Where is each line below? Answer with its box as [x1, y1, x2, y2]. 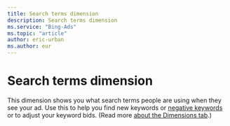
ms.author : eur [7, 43, 52, 50]
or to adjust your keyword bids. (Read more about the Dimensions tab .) [7, 111, 212, 119]
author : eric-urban [7, 36, 65, 43]
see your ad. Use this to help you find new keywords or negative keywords [7, 103, 223, 112]
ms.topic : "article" [7, 29, 68, 37]
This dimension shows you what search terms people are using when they [7, 96, 222, 104]
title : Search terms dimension [7, 10, 99, 17]
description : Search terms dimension [7, 17, 118, 24]
